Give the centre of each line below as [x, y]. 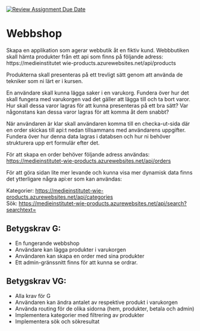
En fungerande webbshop [47, 243]
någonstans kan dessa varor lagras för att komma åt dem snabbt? [88, 112]
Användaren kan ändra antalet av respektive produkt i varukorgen [96, 302]
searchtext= [21, 209]
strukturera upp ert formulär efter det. [53, 143]
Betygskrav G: [34, 229]
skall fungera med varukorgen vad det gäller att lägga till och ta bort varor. [98, 99]
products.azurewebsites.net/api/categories [60, 197]
